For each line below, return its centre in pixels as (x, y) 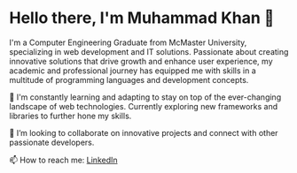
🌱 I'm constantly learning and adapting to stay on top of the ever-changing (145, 97)
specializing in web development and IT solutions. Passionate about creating (149, 51)
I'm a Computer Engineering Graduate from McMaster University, (128, 42)
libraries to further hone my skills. (70, 116)
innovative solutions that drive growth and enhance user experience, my (141, 61)
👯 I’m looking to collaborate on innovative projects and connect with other (144, 132)
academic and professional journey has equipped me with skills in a (133, 71)
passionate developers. (52, 142)
